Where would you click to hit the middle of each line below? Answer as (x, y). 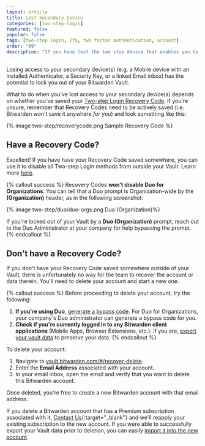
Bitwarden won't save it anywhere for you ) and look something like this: (96, 113)
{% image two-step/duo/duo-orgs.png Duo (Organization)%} (83, 210)
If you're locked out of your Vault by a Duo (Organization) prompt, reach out (102, 221)
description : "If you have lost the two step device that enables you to (102, 52)
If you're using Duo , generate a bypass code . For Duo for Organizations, (107, 312)
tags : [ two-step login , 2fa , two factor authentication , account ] (93, 40)
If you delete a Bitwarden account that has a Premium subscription (90, 411)
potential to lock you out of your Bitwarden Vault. (68, 82)
